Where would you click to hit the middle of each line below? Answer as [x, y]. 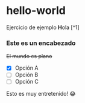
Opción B [27, 75]
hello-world [36, 11]
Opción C [27, 82]
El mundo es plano [29, 56]
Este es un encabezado [41, 43]
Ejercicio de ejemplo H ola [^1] [43, 27]
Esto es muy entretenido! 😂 [41, 94]
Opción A [27, 68]
